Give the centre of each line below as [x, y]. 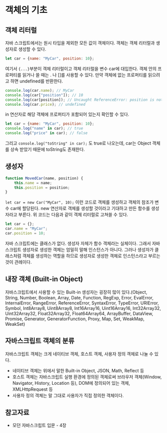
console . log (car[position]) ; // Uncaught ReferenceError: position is [80, 100]
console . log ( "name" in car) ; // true [44, 129]
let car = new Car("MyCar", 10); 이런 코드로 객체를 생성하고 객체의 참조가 [80, 202]
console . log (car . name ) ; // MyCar [40, 90]
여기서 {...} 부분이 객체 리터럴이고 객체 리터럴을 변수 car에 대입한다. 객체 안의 [81, 69]
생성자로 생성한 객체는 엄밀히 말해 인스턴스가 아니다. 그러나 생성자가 [88, 249]
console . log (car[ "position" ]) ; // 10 [44, 95]
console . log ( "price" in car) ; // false [46, 133]
